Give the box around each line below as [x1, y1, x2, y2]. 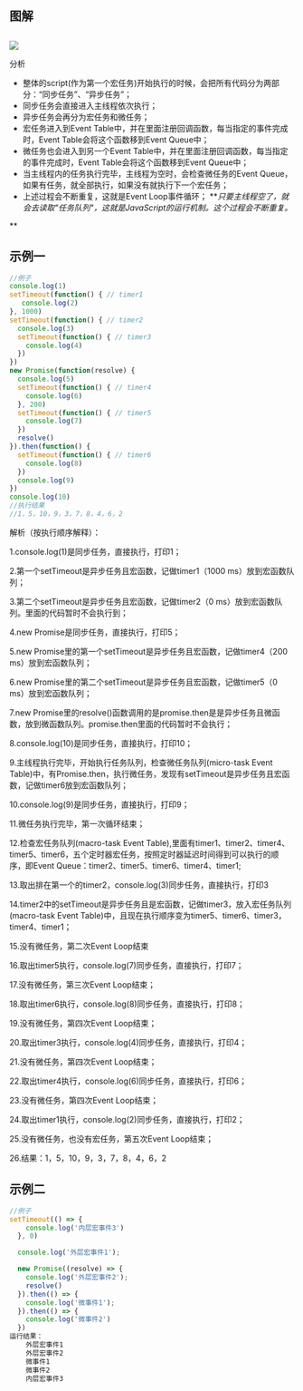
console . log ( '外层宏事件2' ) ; [25, 1273, 128, 1282]
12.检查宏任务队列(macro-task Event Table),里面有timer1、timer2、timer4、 [9, 837, 290, 848]
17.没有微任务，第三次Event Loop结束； [9, 978, 156, 990]
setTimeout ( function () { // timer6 [17, 450, 152, 460]
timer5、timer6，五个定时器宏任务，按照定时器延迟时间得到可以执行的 [9, 849, 271, 860]
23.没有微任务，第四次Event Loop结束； [9, 1094, 159, 1105]
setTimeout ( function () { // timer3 [17, 332, 152, 342]
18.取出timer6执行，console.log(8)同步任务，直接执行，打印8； [9, 998, 246, 1009]
